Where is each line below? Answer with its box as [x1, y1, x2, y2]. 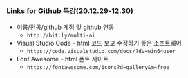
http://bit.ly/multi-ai [26, 32, 96, 39]
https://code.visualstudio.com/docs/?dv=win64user [26, 48, 176, 55]
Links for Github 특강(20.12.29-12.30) [6, 6, 134, 15]
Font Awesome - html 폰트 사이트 [16, 55, 109, 64]
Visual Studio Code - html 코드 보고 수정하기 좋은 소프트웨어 [16, 39, 182, 48]
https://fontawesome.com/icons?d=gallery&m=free [26, 64, 170, 71]
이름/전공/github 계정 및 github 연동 [16, 23, 115, 32]
